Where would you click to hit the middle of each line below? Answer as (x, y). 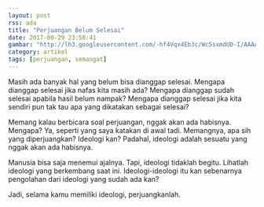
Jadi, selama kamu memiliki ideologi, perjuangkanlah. (94, 194)
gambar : (21, 45)
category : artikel (38, 52)
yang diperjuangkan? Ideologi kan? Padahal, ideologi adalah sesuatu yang (128, 139)
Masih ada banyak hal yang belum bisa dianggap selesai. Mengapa (117, 81)
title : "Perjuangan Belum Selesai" (66, 30)
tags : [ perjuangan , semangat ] (58, 60)
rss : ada (22, 23)
